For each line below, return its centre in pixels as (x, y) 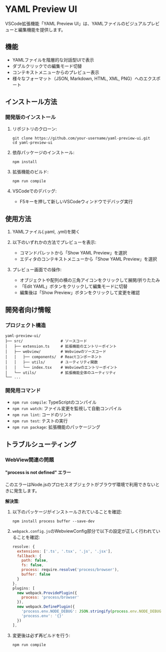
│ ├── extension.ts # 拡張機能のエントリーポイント (61, 346)
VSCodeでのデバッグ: (34, 191)
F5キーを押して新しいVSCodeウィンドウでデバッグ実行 (76, 202)
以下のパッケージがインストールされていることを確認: (67, 512)
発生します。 (27, 490)
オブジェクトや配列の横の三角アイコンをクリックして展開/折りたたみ (90, 280)
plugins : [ (24, 588)
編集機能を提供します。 (42, 30)
